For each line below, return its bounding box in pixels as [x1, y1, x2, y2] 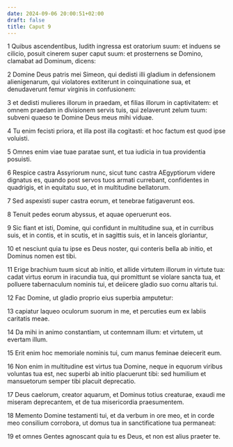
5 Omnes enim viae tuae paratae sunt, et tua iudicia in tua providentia [7, 147, 207, 156]
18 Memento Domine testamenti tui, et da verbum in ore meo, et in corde [7, 412, 215, 420]
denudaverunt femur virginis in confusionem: [7, 85, 136, 94]
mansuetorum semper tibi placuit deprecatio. [7, 377, 136, 386]
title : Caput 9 [7, 23, 51, 30]
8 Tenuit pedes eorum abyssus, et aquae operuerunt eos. [7, 210, 172, 219]
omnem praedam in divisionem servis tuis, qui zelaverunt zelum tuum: [7, 106, 207, 115]
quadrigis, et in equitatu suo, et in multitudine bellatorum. [7, 184, 171, 192]
